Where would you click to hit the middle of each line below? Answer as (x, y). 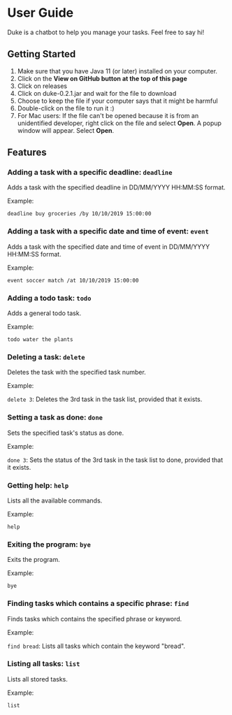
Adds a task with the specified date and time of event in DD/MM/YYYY (109, 247)
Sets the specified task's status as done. (66, 433)
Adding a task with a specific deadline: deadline (90, 173)
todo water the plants (40, 340)
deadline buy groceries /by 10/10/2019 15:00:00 (79, 214)
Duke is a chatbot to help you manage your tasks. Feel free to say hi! (106, 32)
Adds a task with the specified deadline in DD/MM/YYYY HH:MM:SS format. (116, 187)
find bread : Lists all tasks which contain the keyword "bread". (96, 646)
